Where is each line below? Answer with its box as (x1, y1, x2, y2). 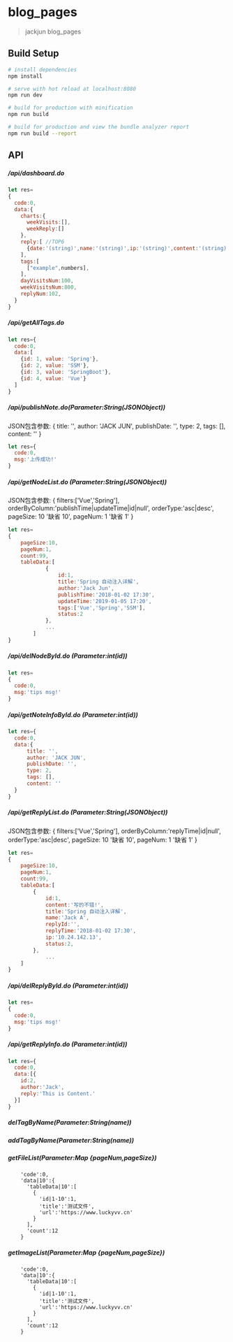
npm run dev (8, 92, 43, 99)
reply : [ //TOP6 (20, 238, 65, 245)
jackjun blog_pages (24, 27, 82, 36)
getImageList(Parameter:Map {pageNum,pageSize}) (8, 1248, 165, 1257)
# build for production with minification (8, 104, 133, 112)
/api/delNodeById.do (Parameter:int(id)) (8, 651, 128, 661)
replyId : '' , (45, 921, 80, 928)
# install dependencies (8, 66, 77, 73)
